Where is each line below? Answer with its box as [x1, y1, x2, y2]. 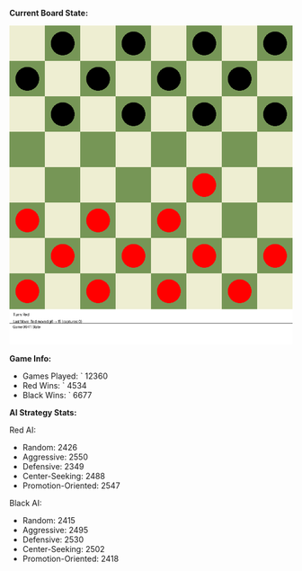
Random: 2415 [22, 515, 76, 525]
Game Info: [9, 353, 52, 363]
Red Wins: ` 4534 [22, 380, 87, 390]
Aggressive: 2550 [22, 451, 88, 462]
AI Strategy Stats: [9, 407, 77, 417]
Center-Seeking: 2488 [22, 471, 106, 481]
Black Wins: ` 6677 [22, 390, 93, 400]
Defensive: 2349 [22, 461, 84, 471]
